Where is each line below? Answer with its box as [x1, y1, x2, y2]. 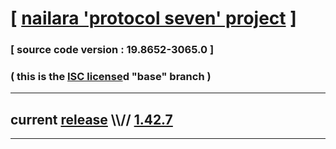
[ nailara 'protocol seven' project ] [10, 7, 297, 30]
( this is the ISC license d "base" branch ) [10, 70, 212, 84]
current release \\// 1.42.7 [10, 111, 173, 128]
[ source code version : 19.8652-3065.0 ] [10, 43, 215, 57]
